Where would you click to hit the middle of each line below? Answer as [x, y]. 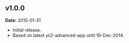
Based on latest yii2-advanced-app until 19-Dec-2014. [68, 35]
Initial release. [27, 30]
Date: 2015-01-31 [23, 20]
